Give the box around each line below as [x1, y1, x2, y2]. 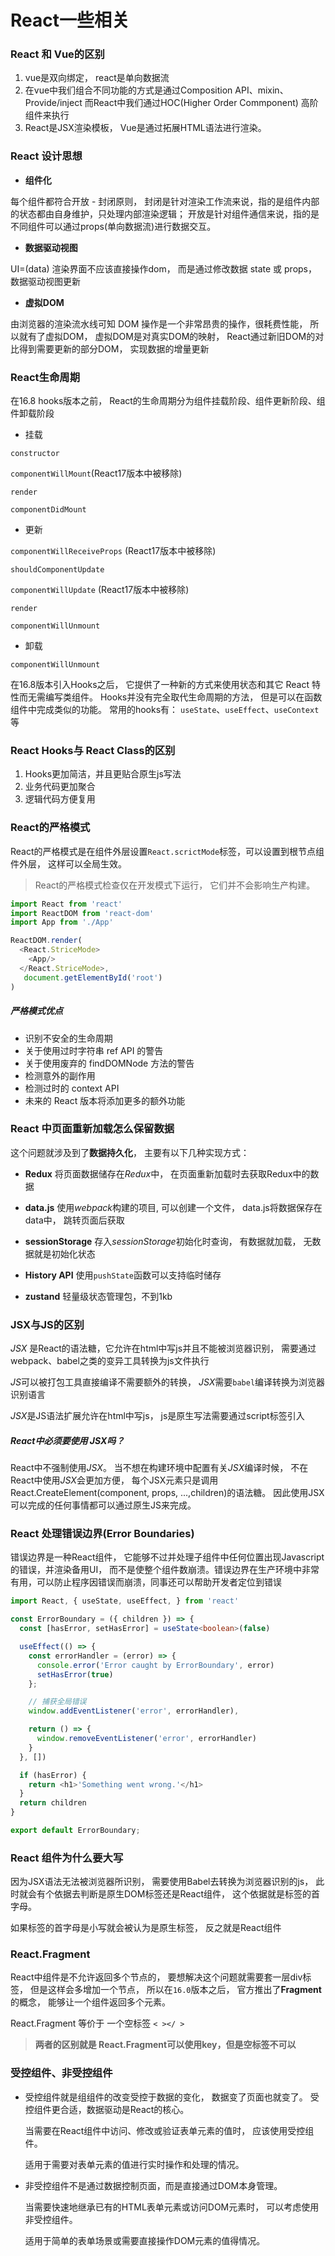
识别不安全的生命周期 [24, 1032, 113, 1044]
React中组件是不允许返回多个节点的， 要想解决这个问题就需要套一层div [10, 1971, 303, 1983]
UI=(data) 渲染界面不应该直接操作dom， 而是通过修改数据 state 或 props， [10, 262, 317, 275]
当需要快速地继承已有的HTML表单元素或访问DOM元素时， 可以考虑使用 [24, 2201, 320, 2213]
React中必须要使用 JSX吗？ [10, 1434, 125, 1446]
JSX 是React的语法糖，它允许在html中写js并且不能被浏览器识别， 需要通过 [10, 1342, 317, 1355]
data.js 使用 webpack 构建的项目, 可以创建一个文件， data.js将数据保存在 [24, 1201, 323, 1213]
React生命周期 [10, 370, 81, 384]
